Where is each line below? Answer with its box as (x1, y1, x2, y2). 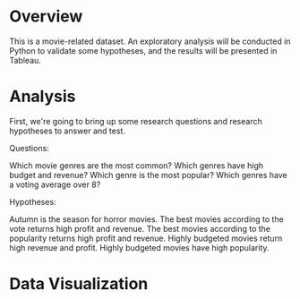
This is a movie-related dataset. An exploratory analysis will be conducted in (9, 36, 291, 47)
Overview (9, 6, 83, 27)
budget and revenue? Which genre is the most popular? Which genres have (9, 169, 288, 180)
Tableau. (9, 55, 42, 65)
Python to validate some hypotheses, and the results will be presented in (9, 45, 278, 56)
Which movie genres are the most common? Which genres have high (9, 159, 264, 171)
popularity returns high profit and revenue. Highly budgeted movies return (9, 233, 283, 243)
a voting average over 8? (9, 179, 101, 190)
